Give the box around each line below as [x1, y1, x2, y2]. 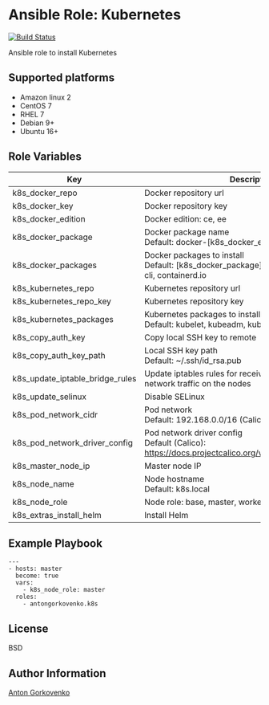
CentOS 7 [19, 100, 52, 110]
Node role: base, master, [143, 496, 237, 507]
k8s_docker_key [12, 200, 74, 211]
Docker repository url [143, 187, 224, 198]
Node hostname [143, 473, 205, 484]
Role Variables [8, 150, 82, 164]
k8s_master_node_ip [12, 460, 90, 471]
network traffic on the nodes [143, 377, 251, 389]
